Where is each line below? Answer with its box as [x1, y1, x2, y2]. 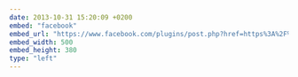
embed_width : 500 [9, 37, 74, 47]
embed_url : [9, 29, 50, 38]
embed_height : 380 [9, 46, 77, 55]
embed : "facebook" [9, 21, 77, 30]
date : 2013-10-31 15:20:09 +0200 [9, 12, 133, 22]
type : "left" [9, 54, 58, 63]
